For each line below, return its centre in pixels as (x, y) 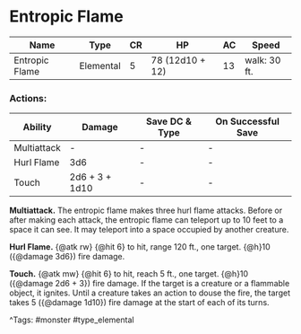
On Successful (247, 121)
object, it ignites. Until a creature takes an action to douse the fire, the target (150, 293)
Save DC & (169, 121)
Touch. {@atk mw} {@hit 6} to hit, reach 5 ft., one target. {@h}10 (129, 274)
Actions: (28, 98)
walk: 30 (263, 60)
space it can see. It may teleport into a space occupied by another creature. (149, 230)
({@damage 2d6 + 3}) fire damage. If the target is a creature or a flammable (150, 284)
